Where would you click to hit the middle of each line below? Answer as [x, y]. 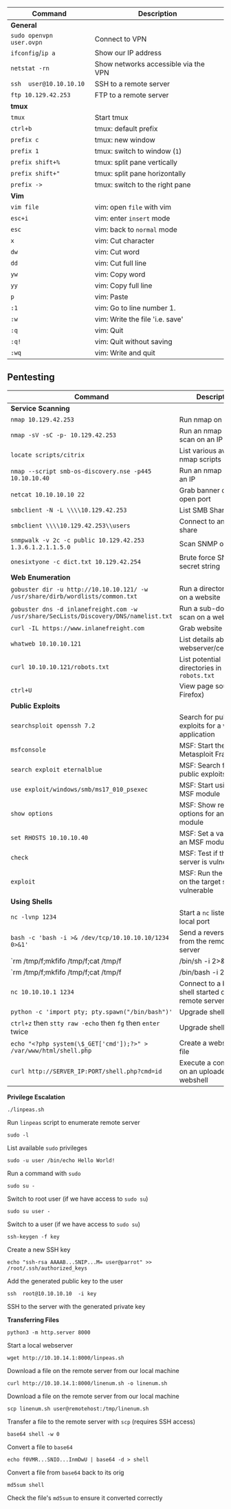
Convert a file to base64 [40, 1447]
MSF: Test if [198, 853]
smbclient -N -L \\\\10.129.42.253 [69, 510]
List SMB [194, 510]
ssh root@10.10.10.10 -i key [52, 1293]
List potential [200, 659]
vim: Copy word [120, 274]
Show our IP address [128, 53]
